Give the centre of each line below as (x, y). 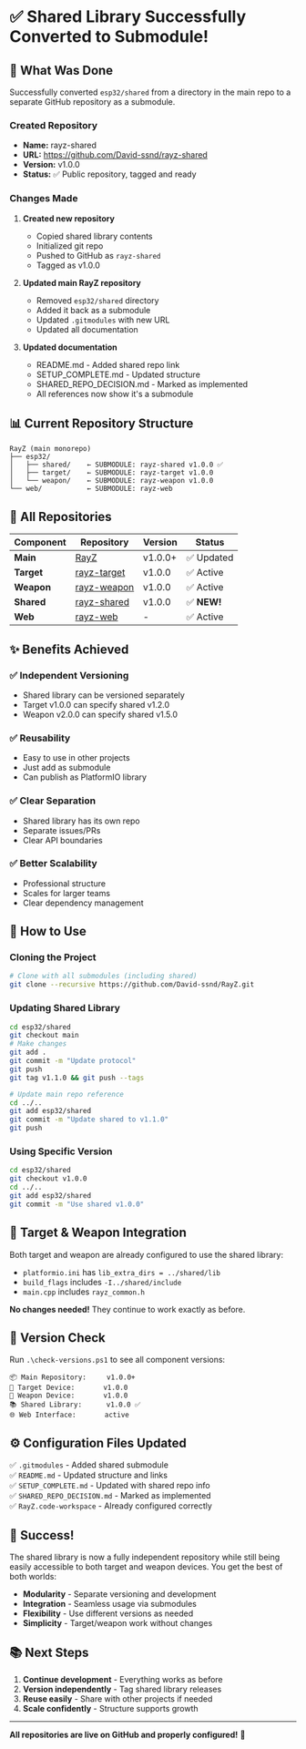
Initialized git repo (70, 245)
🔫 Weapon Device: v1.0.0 (69, 1396)
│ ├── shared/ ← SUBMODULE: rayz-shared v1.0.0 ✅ (117, 465)
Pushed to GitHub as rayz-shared (98, 255)
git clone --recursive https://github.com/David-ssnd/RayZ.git (132, 985)
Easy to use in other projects (76, 758)
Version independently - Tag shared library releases (122, 1689)
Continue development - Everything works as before (122, 1679)
